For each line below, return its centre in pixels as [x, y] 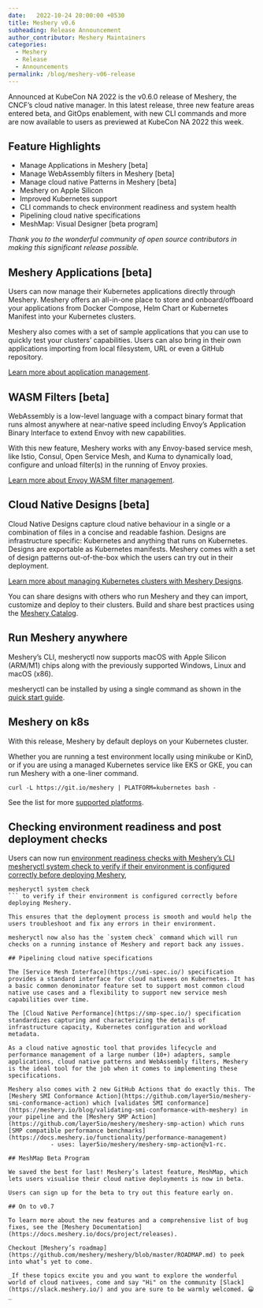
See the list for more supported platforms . [76, 802]
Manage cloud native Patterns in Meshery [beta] [98, 182]
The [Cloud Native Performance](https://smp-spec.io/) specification [125, 1014]
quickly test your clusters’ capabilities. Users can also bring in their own [125, 341]
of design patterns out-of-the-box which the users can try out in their [121, 557]
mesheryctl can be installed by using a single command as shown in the [125, 689]
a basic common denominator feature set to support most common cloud [126, 986]
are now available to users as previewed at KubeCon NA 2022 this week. [126, 121]
